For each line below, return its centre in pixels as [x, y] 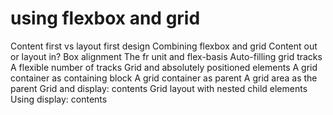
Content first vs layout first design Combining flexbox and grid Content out [164, 46]
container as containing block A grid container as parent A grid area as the [164, 78]
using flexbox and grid [105, 18]
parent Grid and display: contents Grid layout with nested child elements [159, 88]
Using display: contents [59, 99]
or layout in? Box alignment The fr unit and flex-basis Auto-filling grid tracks [166, 56]
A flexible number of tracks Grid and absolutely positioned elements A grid [164, 67]
